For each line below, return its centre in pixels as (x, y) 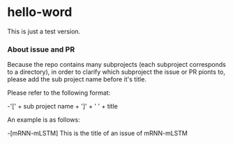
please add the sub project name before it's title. (77, 79)
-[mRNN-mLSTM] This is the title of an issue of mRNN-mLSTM (98, 134)
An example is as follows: (44, 120)
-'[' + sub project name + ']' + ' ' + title (63, 106)
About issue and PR (41, 49)
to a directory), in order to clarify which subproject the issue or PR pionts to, (116, 72)
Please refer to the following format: (59, 93)
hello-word (40, 12)
